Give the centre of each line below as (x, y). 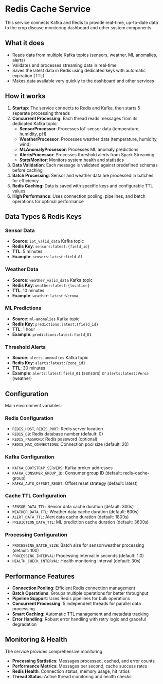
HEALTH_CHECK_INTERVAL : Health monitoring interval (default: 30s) (76, 561)
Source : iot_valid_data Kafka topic (48, 241)
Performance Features (40, 576)
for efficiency (25, 180)
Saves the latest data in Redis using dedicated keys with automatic (79, 70)
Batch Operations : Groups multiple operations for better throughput (80, 593)
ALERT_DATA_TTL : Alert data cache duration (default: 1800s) (70, 517)
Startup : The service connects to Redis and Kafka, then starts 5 (76, 108)
